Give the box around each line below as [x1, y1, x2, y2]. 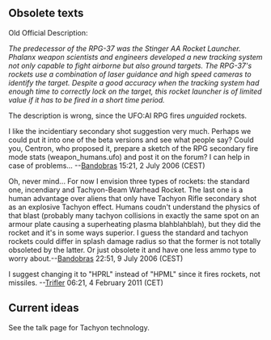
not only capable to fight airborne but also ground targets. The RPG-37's [8, 61, 252, 70]
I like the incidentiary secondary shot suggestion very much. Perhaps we [8, 126, 252, 136]
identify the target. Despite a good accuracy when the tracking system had [8, 78, 260, 87]
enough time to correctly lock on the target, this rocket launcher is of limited [8, 86, 262, 96]
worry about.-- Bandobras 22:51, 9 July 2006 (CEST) [8, 254, 184, 263]
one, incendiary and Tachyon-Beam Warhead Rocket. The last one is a [8, 185, 243, 195]
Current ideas [8, 301, 79, 315]
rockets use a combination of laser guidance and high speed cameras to [8, 69, 252, 79]
